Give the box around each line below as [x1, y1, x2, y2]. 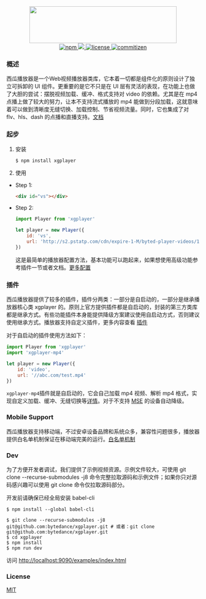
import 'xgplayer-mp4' [6, 349, 64, 356]
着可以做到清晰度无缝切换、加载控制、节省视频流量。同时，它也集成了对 [6, 105, 189, 113]
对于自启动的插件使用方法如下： [6, 332, 87, 339]
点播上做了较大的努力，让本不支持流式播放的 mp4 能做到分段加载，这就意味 [6, 98, 198, 105]
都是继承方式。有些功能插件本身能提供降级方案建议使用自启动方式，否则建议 [6, 311, 200, 318]
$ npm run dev [6, 545, 43, 551]
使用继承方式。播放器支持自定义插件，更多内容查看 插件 [6, 319, 148, 326]
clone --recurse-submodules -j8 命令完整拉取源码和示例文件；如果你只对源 [6, 473, 197, 481]
